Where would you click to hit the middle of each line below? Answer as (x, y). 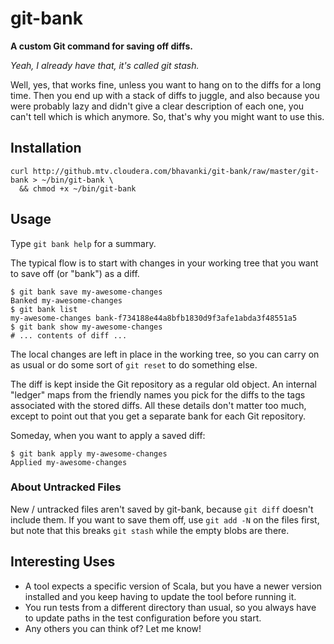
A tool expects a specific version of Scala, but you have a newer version (173, 586)
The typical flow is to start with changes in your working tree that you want (164, 263)
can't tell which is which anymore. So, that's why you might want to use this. (167, 116)
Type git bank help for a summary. (83, 243)
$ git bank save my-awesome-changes (86, 292)
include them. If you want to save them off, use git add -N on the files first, (165, 519)
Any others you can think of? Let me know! (113, 628)
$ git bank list (44, 309)
